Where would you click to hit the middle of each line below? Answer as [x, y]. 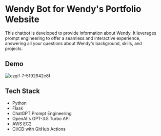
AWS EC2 [22, 124]
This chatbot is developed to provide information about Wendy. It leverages [81, 33]
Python [19, 103]
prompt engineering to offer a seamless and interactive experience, [73, 38]
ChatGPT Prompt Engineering [42, 113]
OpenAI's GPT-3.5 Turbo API [41, 118]
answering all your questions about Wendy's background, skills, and [74, 43]
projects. [14, 48]
